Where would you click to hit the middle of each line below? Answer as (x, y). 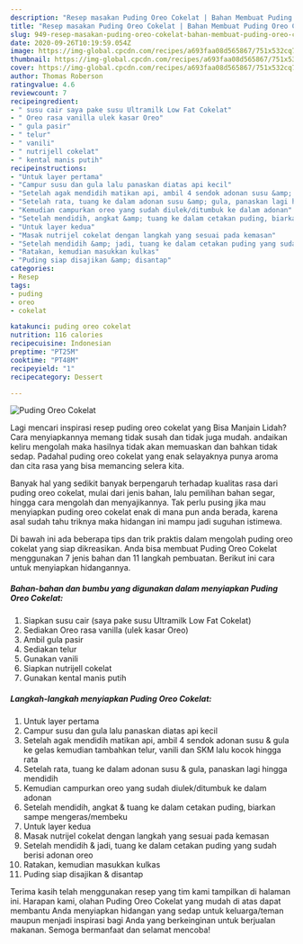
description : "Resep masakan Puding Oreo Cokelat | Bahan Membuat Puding (151, 18)
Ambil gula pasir (53, 640)
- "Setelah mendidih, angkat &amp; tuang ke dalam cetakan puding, (139, 218)
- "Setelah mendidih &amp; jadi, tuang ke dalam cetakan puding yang (143, 244)
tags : (20, 285)
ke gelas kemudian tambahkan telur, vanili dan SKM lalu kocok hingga (152, 750)
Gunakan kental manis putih (75, 678)
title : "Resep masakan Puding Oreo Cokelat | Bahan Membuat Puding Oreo (149, 26)
